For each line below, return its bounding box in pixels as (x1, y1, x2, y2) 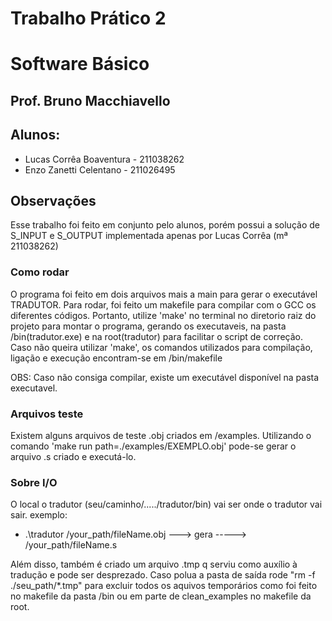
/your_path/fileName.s (24, 539, 118, 551)
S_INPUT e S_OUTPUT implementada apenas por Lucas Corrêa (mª (10, 230, 288, 242)
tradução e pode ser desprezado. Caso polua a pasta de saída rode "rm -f (10, 569, 316, 581)
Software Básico (10, 53, 150, 76)
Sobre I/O (10, 475, 58, 489)
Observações (10, 192, 97, 209)
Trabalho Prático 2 (10, 7, 167, 30)
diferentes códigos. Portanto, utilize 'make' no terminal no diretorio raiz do (10, 309, 317, 321)
